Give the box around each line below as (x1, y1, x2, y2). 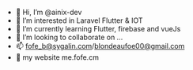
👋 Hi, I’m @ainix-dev (15, 8, 82, 17)
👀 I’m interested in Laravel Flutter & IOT (15, 16, 143, 25)
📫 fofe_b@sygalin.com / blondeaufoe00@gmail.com (15, 42, 185, 50)
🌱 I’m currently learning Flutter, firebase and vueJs (15, 24, 181, 33)
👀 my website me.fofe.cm (15, 53, 99, 62)
